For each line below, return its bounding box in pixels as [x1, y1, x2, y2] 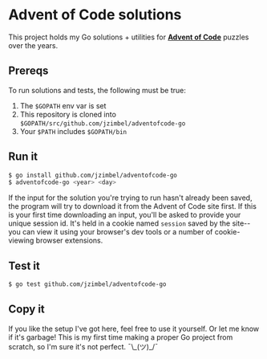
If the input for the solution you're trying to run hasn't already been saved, [8, 193, 253, 202]
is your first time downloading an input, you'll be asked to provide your [8, 210, 241, 220]
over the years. [8, 40, 59, 50]
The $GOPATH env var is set [19, 100, 107, 110]
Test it [8, 259, 40, 272]
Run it [8, 150, 38, 164]
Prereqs [8, 64, 49, 78]
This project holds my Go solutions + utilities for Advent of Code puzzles [8, 32, 249, 42]
